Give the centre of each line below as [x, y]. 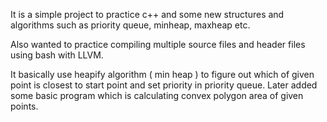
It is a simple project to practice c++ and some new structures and [147, 14]
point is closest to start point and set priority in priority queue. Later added [164, 85]
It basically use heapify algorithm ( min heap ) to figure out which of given [162, 74]
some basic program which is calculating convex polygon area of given [157, 95]
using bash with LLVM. [57, 55]
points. [24, 106]
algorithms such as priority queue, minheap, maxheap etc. [130, 25]
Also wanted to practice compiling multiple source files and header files [158, 44]
